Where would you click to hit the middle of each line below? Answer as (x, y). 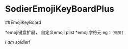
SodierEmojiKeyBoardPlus (60, 9)
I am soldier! (18, 42)
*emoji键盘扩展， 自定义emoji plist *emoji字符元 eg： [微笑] (64, 32)
